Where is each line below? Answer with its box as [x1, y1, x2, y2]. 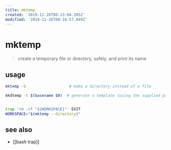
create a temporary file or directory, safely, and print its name [17, 55, 147, 62]
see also [5, 126, 33, 134]
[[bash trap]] [12, 139, 40, 145]
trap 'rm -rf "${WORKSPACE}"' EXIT [5, 106, 81, 112]
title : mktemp [5, 7, 36, 13]
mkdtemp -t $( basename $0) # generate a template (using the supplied [5, 93, 160, 98]
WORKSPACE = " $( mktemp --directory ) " [5, 111, 81, 116]
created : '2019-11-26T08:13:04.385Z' [5, 12, 85, 17]
